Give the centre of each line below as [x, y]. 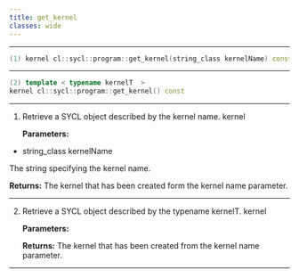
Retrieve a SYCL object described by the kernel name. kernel [134, 117]
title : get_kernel [43, 17]
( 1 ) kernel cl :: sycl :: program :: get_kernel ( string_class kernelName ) [139, 59]
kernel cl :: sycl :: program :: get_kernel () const [97, 91]
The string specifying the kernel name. [80, 168]
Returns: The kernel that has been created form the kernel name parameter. [149, 186]
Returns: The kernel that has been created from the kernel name [141, 246]
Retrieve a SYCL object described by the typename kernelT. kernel [144, 211]
